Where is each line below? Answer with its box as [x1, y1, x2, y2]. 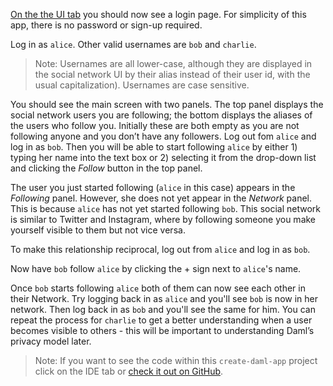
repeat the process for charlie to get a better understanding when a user [10, 314, 313, 326]
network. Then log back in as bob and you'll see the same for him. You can [10, 304, 316, 315]
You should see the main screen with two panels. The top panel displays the [10, 99, 324, 110]
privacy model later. [10, 335, 92, 347]
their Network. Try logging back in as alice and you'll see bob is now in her [10, 293, 318, 304]
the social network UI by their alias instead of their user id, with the [34, 69, 311, 80]
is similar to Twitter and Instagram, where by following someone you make [10, 214, 317, 225]
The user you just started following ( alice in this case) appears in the [10, 182, 296, 193]
